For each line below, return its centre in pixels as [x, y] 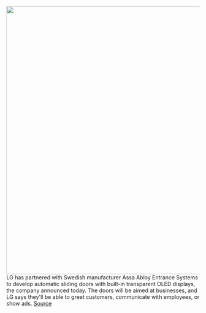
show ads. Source [29, 304]
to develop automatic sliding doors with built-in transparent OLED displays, [101, 284]
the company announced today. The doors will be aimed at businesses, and [102, 290]
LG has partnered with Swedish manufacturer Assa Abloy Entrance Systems [102, 277]
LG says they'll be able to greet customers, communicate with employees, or [103, 297]
